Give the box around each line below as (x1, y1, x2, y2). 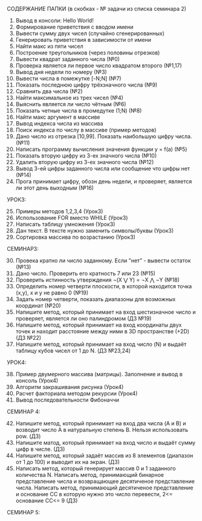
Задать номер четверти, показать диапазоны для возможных (15, 296, 176, 302)
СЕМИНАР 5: (7, 509, 41, 516)
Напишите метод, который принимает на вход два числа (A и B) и (15, 420, 186, 426)
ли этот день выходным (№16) (15, 184, 94, 191)
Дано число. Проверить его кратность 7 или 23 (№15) (15, 270, 156, 277)
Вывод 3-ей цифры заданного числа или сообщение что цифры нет (15, 165, 190, 172)
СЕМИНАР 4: (7, 408, 41, 415)
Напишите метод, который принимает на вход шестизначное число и (15, 308, 196, 316)
